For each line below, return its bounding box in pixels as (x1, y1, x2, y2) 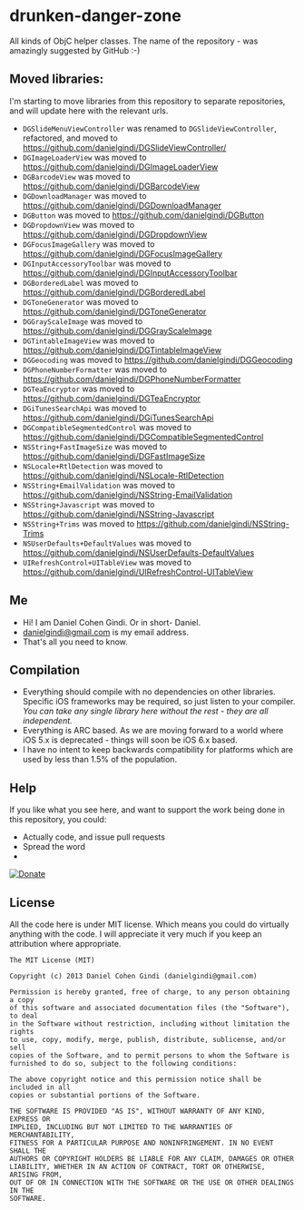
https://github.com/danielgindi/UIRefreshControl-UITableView (22, 566, 254, 577)
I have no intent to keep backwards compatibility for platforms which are (22, 744, 293, 755)
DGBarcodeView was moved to (22, 171, 131, 182)
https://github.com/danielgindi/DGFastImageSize (22, 450, 206, 461)
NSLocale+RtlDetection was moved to (22, 460, 163, 471)
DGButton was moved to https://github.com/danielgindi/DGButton (22, 210, 265, 221)
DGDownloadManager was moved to (22, 190, 147, 201)
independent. (22, 715, 73, 726)
